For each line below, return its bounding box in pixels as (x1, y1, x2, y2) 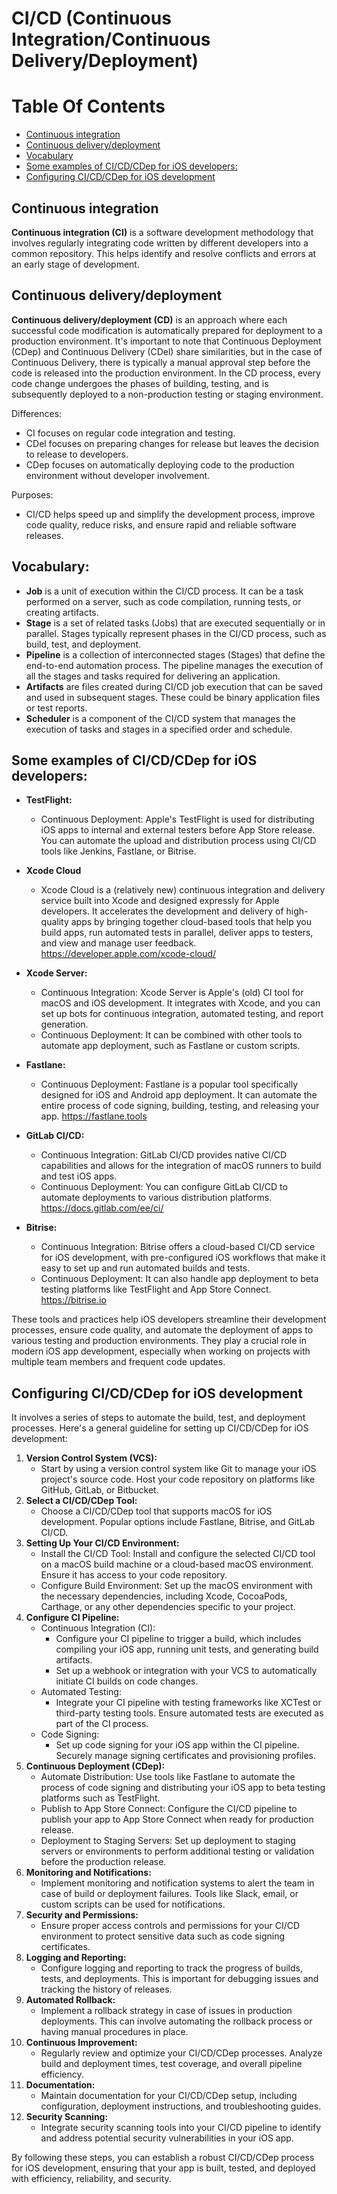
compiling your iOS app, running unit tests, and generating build (55, 1643, 319, 1656)
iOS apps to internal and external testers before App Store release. (40, 824, 316, 836)
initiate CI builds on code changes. (55, 1675, 199, 1687)
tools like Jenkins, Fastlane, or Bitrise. (40, 845, 197, 857)
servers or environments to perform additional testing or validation (40, 1845, 315, 1857)
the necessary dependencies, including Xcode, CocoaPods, (40, 1590, 288, 1602)
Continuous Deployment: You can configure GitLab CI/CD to (40, 1181, 288, 1193)
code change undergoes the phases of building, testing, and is (11, 377, 269, 389)
